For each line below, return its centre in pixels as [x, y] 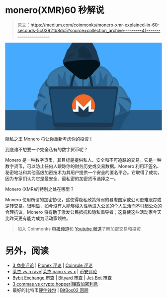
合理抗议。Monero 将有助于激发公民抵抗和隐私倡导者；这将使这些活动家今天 [83, 212]
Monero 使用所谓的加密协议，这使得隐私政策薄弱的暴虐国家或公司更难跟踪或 [83, 200]
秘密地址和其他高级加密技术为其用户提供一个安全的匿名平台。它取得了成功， [83, 173]
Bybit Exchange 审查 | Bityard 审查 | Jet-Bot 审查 [62, 278]
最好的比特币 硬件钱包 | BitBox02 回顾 [50, 290]
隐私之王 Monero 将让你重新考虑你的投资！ [49, 139]
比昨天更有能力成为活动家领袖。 [38, 218]
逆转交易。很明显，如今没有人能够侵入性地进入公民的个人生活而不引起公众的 [83, 206]
